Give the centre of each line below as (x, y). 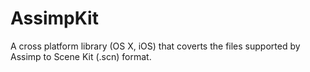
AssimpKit (54, 18)
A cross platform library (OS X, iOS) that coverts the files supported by (155, 46)
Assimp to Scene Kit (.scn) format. (81, 56)
